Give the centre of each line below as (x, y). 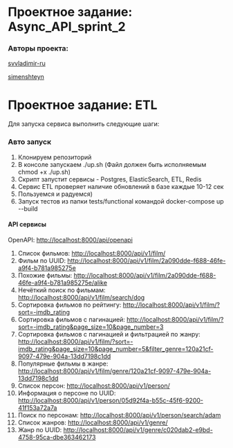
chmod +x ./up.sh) (44, 172)
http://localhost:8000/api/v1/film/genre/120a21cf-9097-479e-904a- (114, 370)
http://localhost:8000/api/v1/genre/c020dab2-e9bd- (138, 429)
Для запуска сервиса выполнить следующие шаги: (84, 124)
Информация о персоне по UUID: (67, 393)
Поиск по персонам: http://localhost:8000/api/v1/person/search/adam (119, 415)
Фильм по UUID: (42, 260)
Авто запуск (29, 142)
